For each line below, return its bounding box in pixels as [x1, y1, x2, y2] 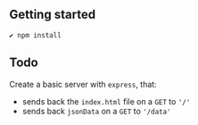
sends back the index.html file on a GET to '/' [21, 96, 191, 106]
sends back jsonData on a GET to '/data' [21, 105, 171, 116]
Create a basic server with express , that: [9, 79, 158, 89]
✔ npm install [9, 30, 62, 39]
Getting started [9, 7, 96, 22]
